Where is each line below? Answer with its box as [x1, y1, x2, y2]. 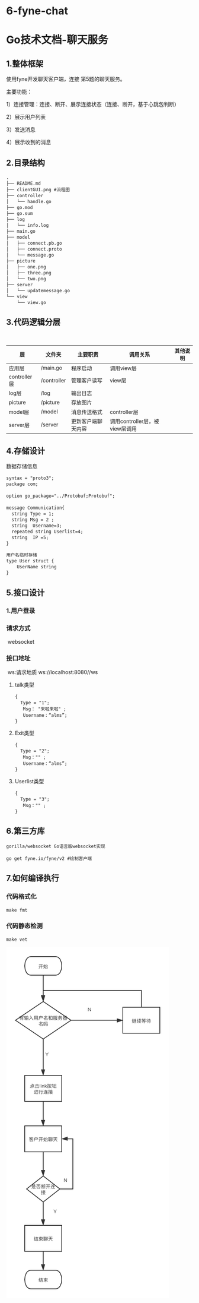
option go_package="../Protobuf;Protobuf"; [6, 493, 115, 499]
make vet [6, 937, 28, 943]
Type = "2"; [20, 748, 50, 754]
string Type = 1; [11, 511, 54, 517]
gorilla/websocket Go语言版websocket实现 [6, 843, 105, 849]
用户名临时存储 [6, 552, 37, 558]
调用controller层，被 [109, 418, 159, 425]
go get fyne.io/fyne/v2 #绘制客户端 [6, 855, 92, 862]
